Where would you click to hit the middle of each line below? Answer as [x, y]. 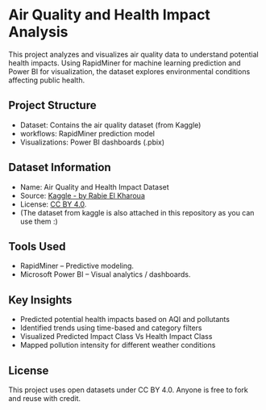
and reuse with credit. [45, 398]
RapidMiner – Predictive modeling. [77, 266]
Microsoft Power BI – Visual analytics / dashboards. [105, 274]
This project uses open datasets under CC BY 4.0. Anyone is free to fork [128, 390]
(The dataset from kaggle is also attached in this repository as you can [137, 212]
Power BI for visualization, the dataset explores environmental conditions [129, 71]
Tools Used [37, 247]
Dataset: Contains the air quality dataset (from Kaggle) [110, 125]
